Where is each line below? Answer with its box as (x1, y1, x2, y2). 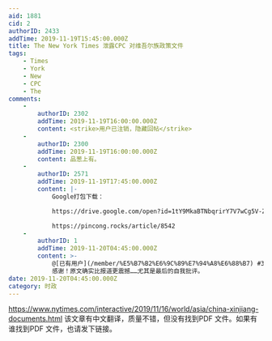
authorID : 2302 (37, 110, 89, 118)
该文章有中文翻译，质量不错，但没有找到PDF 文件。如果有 (64, 313, 257, 324)
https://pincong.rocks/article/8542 (51, 222, 176, 230)
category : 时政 (8, 282, 57, 290)
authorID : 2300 (37, 139, 89, 148)
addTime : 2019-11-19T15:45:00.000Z (8, 34, 129, 43)
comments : (8, 95, 42, 103)
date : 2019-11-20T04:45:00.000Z (8, 275, 117, 283)
